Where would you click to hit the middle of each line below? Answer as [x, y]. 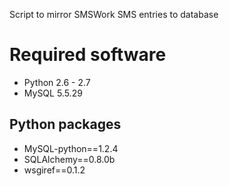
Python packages [65, 124]
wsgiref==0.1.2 [54, 170]
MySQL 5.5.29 [53, 93]
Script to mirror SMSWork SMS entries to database [114, 14]
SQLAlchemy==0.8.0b [69, 159]
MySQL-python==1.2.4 [71, 148]
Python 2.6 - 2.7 [57, 82]
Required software [88, 55]
